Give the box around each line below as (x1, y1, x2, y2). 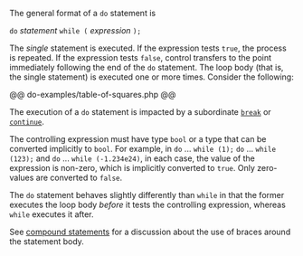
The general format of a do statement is (9, 8, 156, 18)
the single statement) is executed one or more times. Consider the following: (9, 71, 294, 82)
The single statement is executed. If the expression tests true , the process (9, 43, 287, 53)
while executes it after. (9, 209, 94, 220)
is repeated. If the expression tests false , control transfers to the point (9, 52, 272, 62)
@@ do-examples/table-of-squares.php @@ (9, 90, 176, 100)
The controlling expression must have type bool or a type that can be (9, 134, 267, 144)
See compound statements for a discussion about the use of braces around (9, 226, 291, 237)
